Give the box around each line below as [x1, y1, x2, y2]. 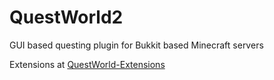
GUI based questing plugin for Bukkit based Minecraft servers [9, 39, 264, 51]
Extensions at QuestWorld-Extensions [9, 58, 166, 70]
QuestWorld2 [9, 6, 124, 29]
